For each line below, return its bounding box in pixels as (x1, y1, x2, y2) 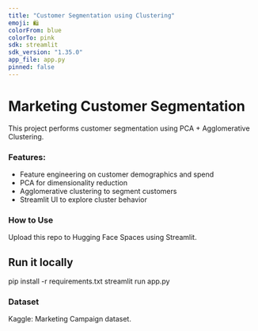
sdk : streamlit (8, 41, 59, 49)
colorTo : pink (8, 33, 55, 42)
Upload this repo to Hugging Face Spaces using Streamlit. (8, 233, 197, 242)
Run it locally (8, 255, 74, 269)
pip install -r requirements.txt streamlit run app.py (8, 276, 170, 286)
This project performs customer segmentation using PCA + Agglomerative (8, 124, 251, 133)
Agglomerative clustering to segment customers (19, 186, 177, 196)
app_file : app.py (8, 56, 66, 64)
